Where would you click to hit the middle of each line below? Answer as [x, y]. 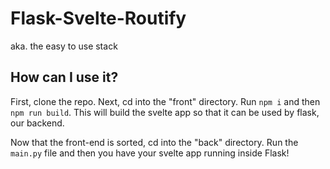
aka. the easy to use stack [64, 46]
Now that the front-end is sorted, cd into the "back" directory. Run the [154, 142]
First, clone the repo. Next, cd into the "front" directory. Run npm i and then [165, 101]
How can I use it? [64, 77]
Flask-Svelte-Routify [98, 18]
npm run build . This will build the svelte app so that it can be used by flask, [165, 112]
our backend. [37, 123]
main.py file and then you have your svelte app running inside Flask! [150, 153]
